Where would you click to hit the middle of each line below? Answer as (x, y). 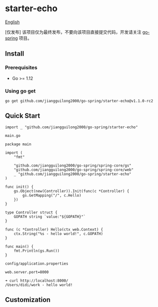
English (12, 22)
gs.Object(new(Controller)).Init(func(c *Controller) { (72, 191)
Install (15, 54)
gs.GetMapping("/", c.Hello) (52, 195)
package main (18, 144)
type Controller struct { (31, 212)
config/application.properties (37, 264)
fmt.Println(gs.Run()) (37, 251)
